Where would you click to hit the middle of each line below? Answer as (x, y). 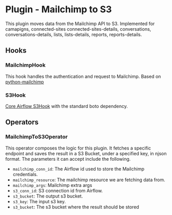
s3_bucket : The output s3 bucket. (48, 196)
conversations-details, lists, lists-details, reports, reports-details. (74, 34)
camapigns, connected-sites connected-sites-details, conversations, (78, 29)
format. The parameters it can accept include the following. (68, 159)
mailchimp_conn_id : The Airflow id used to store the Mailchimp (79, 169)
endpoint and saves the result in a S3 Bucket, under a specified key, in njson (86, 153)
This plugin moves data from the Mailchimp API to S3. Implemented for (80, 24)
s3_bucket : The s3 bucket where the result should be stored (76, 207)
